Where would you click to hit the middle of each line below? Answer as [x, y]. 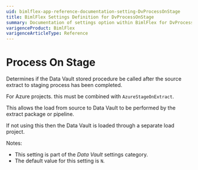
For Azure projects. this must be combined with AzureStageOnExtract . [90, 96]
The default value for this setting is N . [60, 161]
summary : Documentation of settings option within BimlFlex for [87, 22]
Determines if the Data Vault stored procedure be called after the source [94, 79]
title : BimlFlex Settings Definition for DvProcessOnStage [80, 17]
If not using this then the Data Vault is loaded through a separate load [90, 126]
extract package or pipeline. [40, 114]
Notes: [14, 143]
